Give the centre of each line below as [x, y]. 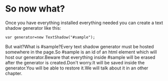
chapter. [14, 73]
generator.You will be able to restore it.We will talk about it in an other [77, 68]
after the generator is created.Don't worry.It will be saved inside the [75, 62]
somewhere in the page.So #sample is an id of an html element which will [81, 52]
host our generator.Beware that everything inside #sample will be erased [80, 57]
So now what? [35, 9]
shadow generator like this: [33, 28]
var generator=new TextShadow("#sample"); [50, 37]
